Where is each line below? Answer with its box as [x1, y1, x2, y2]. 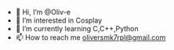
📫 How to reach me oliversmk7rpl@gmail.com [15, 33, 166, 42]
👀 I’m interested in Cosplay [15, 16, 103, 25]
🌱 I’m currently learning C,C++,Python [15, 24, 139, 33]
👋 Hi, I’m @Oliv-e [15, 8, 71, 16]
